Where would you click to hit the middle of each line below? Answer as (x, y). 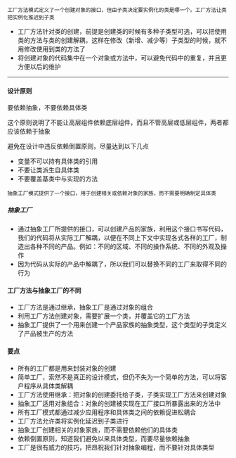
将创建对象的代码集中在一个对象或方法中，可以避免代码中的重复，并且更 (122, 58)
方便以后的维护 (39, 66)
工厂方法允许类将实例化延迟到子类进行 (73, 421)
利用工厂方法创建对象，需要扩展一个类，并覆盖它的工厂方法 (104, 316)
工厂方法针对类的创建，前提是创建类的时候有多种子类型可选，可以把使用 (122, 31)
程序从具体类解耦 (48, 386)
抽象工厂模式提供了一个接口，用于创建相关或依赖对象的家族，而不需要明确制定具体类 (112, 193)
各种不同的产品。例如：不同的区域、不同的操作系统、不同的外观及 (125, 247)
